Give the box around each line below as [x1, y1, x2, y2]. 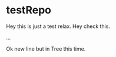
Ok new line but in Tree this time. [6, 45, 86, 52]
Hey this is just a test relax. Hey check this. [6, 23, 111, 30]
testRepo [6, 3, 52, 17]
